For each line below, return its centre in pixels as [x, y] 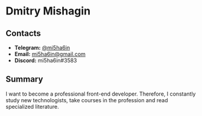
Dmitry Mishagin [48, 11]
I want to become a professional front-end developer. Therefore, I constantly [101, 94]
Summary [24, 79]
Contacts [24, 33]
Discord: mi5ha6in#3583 [46, 60]
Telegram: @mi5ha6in [42, 47]
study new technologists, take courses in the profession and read [87, 100]
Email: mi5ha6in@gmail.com [50, 54]
